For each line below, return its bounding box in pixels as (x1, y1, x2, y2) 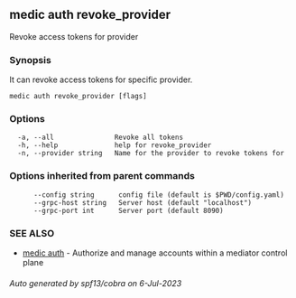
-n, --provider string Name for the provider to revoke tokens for (17, 149, 284, 158)
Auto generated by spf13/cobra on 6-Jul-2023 (9, 277, 182, 288)
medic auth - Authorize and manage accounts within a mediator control (22, 247, 288, 258)
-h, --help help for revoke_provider (17, 141, 212, 150)
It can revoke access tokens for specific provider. (9, 74, 193, 85)
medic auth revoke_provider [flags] (9, 92, 147, 101)
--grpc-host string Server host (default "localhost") (32, 198, 253, 207)
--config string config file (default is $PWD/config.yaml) (32, 190, 284, 200)
